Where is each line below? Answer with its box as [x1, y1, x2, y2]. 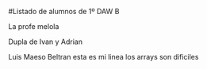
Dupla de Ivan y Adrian [8, 37, 83, 46]
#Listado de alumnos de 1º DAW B [8, 7, 120, 16]
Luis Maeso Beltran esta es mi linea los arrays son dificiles [8, 53, 199, 61]
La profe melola [8, 22, 59, 31]
